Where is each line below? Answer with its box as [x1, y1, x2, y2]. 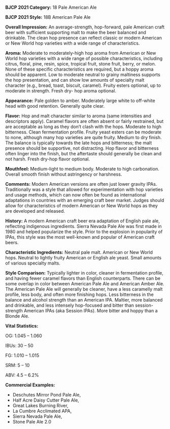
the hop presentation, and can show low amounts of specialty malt [5, 77, 145, 83]
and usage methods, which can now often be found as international [5, 192, 146, 197]
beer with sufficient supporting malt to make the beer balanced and [5, 29, 146, 35]
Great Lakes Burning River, [12, 403, 69, 408]
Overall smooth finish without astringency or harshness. [5, 171, 122, 177]
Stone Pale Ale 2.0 [12, 419, 52, 424]
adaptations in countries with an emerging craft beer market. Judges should [5, 197, 164, 203]
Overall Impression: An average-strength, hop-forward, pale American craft [5, 24, 165, 30]
